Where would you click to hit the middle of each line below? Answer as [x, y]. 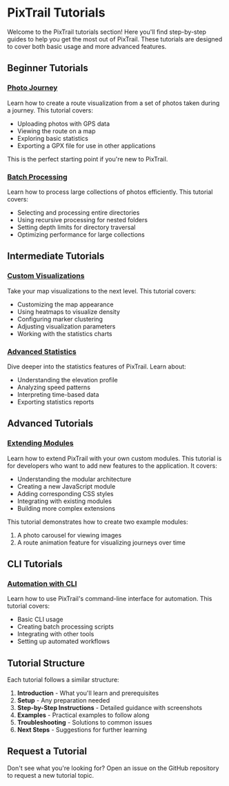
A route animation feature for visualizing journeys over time [101, 542]
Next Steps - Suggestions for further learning [82, 730]
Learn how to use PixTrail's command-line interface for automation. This [110, 599]
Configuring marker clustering [60, 319]
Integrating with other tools [56, 634]
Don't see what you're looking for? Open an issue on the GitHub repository [113, 768]
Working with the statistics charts [64, 333]
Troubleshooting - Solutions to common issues [84, 723]
